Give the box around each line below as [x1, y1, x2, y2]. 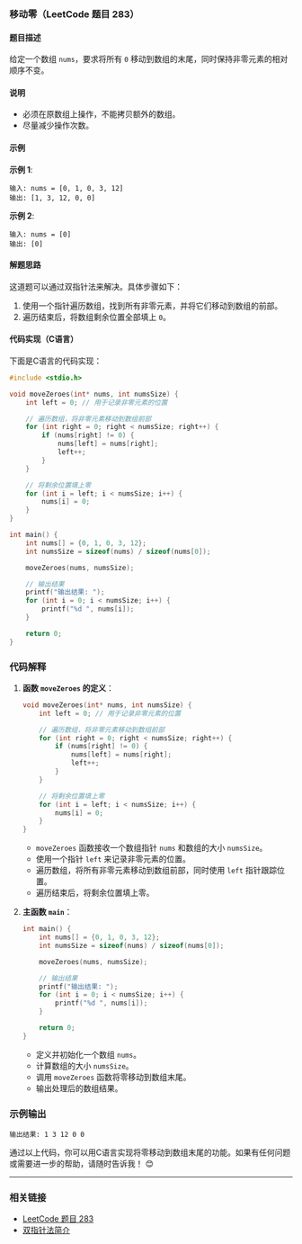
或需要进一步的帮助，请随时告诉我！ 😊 [9, 1159, 155, 1169]
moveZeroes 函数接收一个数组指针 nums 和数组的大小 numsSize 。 [35, 843, 268, 854]
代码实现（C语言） [9, 334, 79, 345]
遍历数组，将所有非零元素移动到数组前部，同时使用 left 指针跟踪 [35, 865, 278, 876]
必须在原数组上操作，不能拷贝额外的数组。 [22, 109, 181, 120]
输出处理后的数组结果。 [35, 1082, 123, 1094]
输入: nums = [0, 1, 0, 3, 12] [9, 183, 124, 192]
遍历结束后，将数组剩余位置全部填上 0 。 [22, 311, 171, 322]
